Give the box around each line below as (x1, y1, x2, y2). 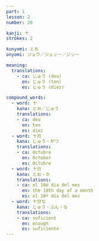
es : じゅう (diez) (21, 84, 65, 90)
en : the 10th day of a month (21, 188, 94, 194)
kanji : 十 (6, 30, 29, 36)
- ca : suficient (16, 215, 57, 221)
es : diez (21, 128, 44, 133)
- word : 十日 (11, 166, 42, 172)
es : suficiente (21, 226, 60, 232)
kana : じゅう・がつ (16, 139, 59, 145)
